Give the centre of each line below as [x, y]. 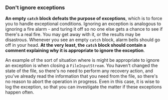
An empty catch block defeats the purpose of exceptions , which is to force [84, 19]
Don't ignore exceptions [35, 8]
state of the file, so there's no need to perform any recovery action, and [79, 71]
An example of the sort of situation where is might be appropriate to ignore [82, 60]
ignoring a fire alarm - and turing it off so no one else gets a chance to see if [84, 29]
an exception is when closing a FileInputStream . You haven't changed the [81, 66]
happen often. [20, 92]
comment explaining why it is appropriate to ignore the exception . [75, 51]
